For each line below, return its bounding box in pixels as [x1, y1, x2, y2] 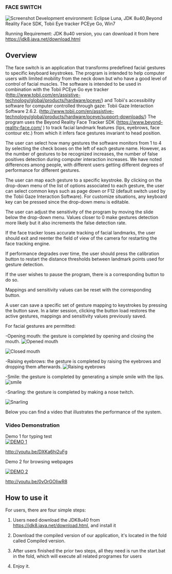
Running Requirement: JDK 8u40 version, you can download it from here [5, 31, 159, 37]
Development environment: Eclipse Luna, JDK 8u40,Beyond [35, 15, 163, 22]
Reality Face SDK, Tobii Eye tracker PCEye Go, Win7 [5, 21, 116, 27]
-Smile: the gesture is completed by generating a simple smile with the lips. [5, 373, 164, 380]
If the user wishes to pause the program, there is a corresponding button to [5, 271, 165, 278]
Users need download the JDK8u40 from [12, 517, 100, 523]
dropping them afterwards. [5, 364, 62, 370]
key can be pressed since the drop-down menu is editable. [5, 199, 130, 205]
